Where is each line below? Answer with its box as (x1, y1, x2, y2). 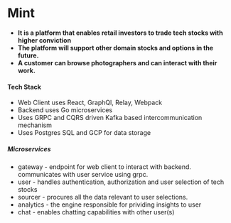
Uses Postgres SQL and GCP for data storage (17, 129, 151, 137)
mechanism (17, 121, 52, 129)
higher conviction (17, 36, 72, 44)
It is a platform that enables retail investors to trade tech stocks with (17, 28, 223, 37)
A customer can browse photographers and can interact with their (17, 58, 217, 67)
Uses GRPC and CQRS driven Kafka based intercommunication (17, 114, 203, 122)
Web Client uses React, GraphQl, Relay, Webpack (17, 98, 162, 107)
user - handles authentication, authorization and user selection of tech (17, 178, 225, 186)
